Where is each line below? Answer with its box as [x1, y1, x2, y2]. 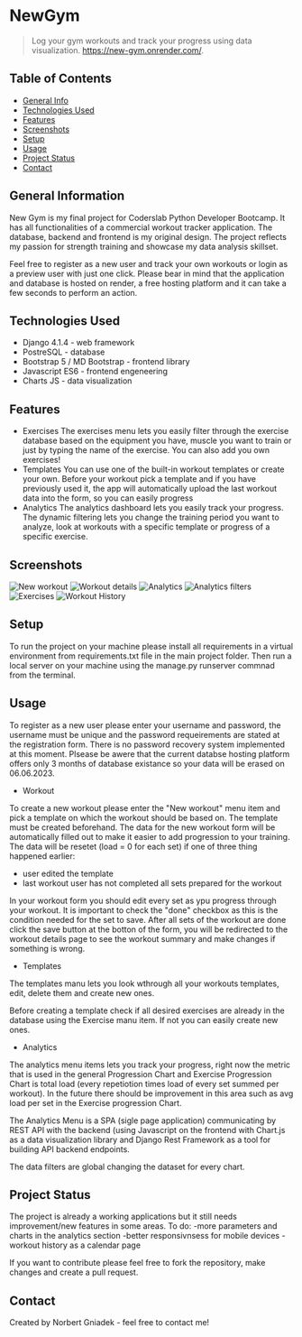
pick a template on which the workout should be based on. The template [9, 812, 279, 823]
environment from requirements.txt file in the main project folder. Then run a [9, 650, 292, 661]
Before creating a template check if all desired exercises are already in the [9, 1005, 286, 1016]
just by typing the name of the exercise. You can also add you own [22, 445, 270, 456]
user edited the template [22, 868, 114, 879]
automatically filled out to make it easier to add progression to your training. [9, 831, 290, 842]
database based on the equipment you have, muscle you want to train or [22, 435, 292, 447]
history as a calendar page [41, 1240, 142, 1250]
